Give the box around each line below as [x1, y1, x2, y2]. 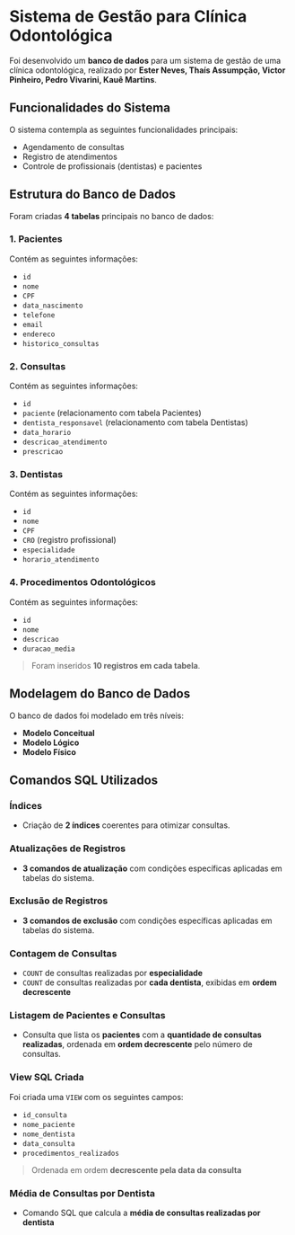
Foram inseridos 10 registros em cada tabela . [30, 660, 201, 671]
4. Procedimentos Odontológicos [9, 576, 157, 589]
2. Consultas [9, 360, 66, 372]
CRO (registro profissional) [22, 535, 117, 546]
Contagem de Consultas [9, 946, 117, 959]
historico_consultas [22, 339, 100, 348]
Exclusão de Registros [9, 894, 108, 907]
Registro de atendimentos [22, 151, 118, 162]
